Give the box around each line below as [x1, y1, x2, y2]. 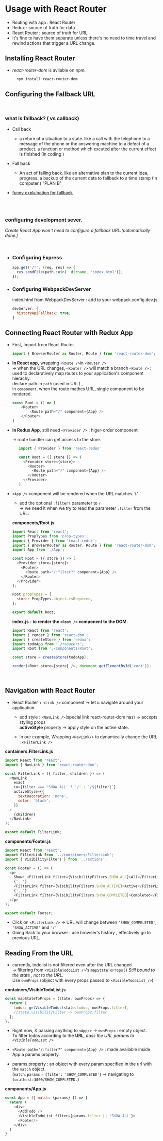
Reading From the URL [5, 949, 74, 957]
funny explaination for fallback [12, 190, 73, 196]
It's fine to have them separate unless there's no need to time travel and [12, 35, 156, 41]
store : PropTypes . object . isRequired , [16, 597, 93, 602]
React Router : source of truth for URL [12, 30, 88, 36]
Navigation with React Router [5, 687, 96, 695]
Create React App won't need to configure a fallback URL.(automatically [5, 228, 150, 233]
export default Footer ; [5, 910, 53, 915]
